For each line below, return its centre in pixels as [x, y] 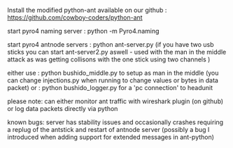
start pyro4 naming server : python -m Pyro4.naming [83, 31]
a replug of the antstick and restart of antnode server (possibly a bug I [108, 129]
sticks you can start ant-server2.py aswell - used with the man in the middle [117, 52]
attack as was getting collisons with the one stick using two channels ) [109, 59]
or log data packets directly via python [63, 109]
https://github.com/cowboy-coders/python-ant [75, 17]
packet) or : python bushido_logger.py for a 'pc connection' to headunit [110, 88]
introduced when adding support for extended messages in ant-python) [111, 137]
